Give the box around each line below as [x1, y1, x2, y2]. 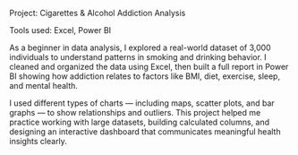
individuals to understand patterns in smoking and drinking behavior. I [9, 52, 267, 62]
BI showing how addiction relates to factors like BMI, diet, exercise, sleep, [9, 71, 280, 82]
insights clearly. [9, 136, 67, 146]
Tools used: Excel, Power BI [9, 25, 112, 35]
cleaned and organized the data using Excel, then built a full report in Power [9, 62, 289, 72]
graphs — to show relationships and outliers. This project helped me [9, 108, 261, 117]
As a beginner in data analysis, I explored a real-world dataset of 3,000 [9, 42, 271, 53]
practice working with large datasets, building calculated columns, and [9, 116, 270, 127]
